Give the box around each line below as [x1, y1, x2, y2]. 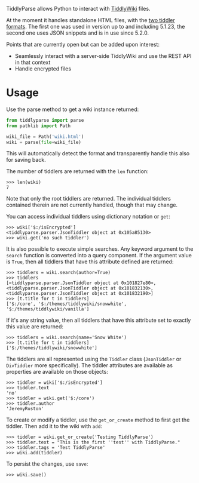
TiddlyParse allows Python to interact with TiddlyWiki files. [6, 5, 151, 12]
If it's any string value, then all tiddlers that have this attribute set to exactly [6, 316, 191, 324]
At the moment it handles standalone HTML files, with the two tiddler [6, 17, 175, 23]
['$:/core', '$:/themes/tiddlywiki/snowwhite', [6, 301, 127, 307]
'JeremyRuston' [6, 406, 44, 412]
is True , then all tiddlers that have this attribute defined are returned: [6, 258, 174, 265]
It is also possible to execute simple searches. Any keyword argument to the [6, 245, 194, 253]
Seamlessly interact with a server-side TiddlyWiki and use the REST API [14, 53, 192, 59]
